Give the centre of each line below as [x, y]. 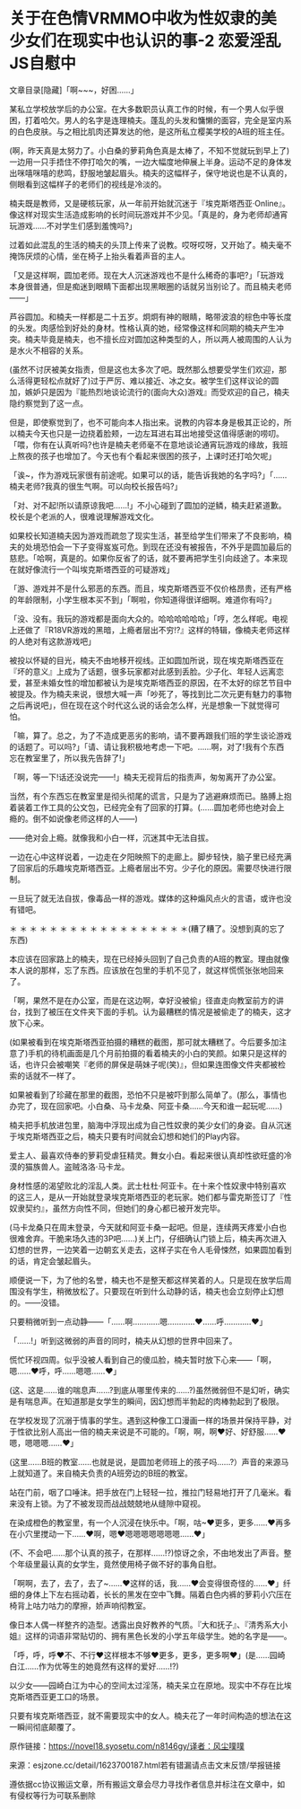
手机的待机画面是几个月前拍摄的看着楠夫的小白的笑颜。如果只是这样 [154, 1053]
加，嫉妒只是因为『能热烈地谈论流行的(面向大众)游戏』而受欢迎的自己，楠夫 [150, 392]
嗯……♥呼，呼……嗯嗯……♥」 [65, 1371]
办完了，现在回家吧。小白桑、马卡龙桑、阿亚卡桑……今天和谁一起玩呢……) [146, 1106]
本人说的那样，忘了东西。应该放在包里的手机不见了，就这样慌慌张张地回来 [146, 970]
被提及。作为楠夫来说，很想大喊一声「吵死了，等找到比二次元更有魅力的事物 [150, 693]
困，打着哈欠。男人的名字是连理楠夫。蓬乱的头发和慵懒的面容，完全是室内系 [150, 120]
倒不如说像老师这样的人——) [86, 818]
